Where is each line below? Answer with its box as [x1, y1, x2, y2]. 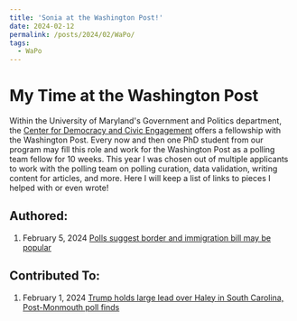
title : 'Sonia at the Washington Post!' [9, 13, 164, 23]
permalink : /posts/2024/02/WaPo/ [9, 30, 135, 39]
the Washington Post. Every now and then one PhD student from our [9, 134, 264, 145]
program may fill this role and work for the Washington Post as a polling [9, 144, 275, 155]
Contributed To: [9, 268, 101, 284]
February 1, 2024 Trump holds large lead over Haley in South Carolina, [22, 292, 284, 303]
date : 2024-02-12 [9, 22, 75, 31]
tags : [9, 38, 30, 48]
